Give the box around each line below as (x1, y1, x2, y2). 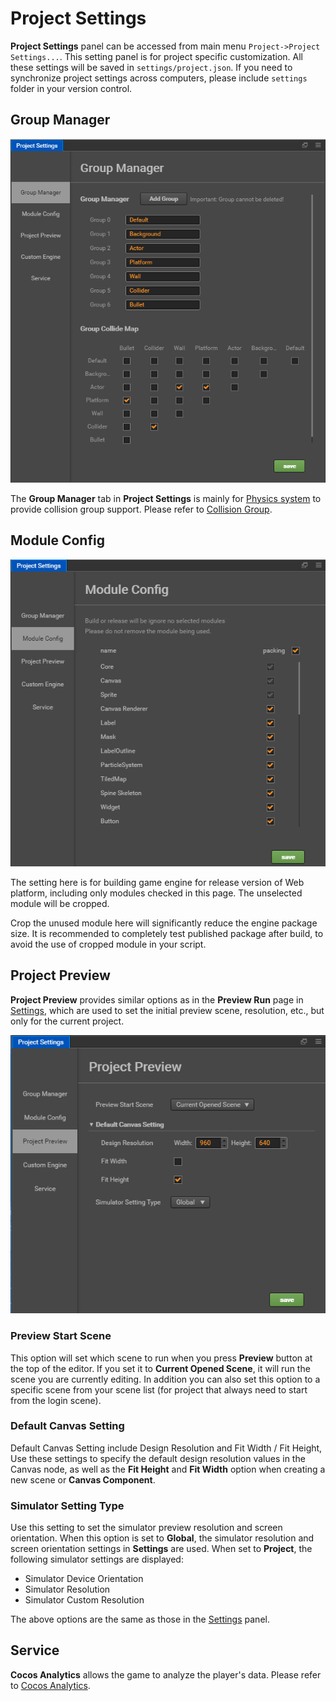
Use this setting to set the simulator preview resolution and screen (10, 1522, 283, 1534)
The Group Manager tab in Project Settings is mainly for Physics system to (10, 492, 322, 504)
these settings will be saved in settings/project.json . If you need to (10, 61, 293, 73)
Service (10, 1642, 60, 1659)
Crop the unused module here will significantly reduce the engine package (10, 917, 318, 929)
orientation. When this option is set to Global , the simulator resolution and (10, 1532, 315, 1544)
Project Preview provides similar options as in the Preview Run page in (10, 993, 304, 1006)
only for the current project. (10, 1015, 125, 1027)
